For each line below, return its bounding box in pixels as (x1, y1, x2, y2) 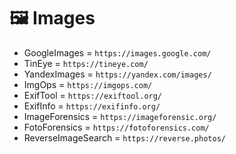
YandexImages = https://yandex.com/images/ (23, 68, 212, 80)
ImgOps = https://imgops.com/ (23, 78, 153, 90)
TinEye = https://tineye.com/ (23, 57, 149, 69)
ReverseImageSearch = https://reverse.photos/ (23, 131, 226, 144)
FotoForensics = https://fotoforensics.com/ (23, 121, 210, 133)
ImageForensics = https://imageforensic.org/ (23, 110, 217, 122)
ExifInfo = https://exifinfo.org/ (23, 100, 161, 112)
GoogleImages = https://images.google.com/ (23, 46, 212, 59)
